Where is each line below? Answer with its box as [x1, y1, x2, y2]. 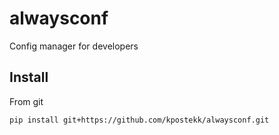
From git [9, 95, 44, 107]
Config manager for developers [9, 40, 139, 52]
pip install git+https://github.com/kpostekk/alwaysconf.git [9, 115, 270, 125]
